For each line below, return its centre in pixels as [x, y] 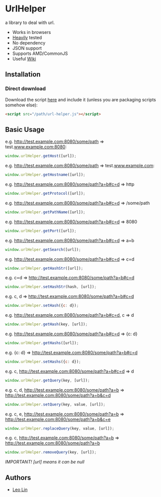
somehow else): [22, 105]
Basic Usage [25, 130]
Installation [23, 75]
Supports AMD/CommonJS [40, 53]
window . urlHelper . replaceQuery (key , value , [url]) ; [60, 428]
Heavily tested [27, 37]
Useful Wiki [24, 58]
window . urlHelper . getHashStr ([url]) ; [44, 268]
